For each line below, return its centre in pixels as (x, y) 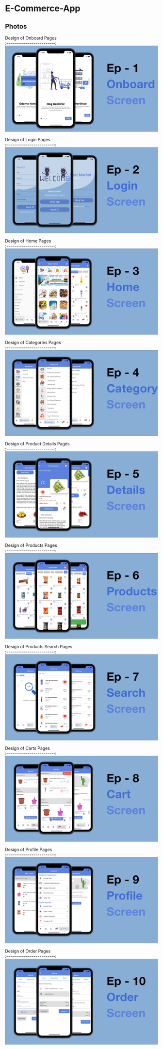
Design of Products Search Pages (39, 647)
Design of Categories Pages (33, 342)
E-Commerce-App (43, 8)
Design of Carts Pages (27, 748)
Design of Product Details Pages (37, 444)
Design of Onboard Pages (31, 38)
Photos (16, 26)
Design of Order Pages (28, 951)
